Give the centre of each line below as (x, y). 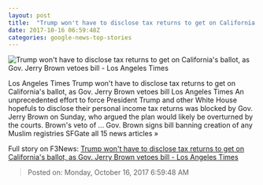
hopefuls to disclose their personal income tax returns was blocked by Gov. (131, 109)
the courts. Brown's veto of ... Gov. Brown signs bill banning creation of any (131, 125)
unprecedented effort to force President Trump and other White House (123, 100)
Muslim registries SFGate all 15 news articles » (83, 134)
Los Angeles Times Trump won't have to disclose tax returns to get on (122, 83)
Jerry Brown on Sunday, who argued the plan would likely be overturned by (131, 117)
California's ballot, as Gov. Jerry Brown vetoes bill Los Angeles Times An (126, 92)
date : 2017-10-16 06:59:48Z (54, 30)
